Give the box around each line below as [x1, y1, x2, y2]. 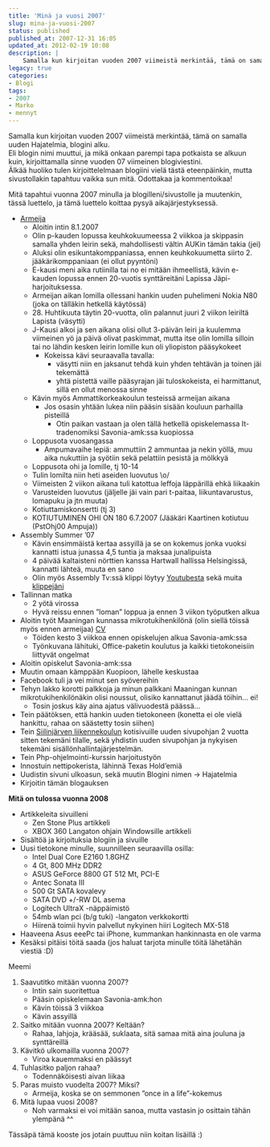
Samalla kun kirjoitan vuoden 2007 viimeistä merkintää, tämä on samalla [8, 131, 247, 141]
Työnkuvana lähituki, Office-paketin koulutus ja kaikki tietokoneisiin [31, 642, 255, 650]
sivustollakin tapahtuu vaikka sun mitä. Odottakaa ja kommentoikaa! [8, 174, 233, 184]
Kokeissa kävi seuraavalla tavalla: [43, 351, 155, 360]
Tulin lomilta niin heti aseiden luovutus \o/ [31, 470, 170, 480]
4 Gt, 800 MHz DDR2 [31, 860, 103, 870]
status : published [8, 27, 70, 35]
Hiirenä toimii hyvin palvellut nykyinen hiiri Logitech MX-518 [31, 921, 230, 930]
